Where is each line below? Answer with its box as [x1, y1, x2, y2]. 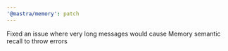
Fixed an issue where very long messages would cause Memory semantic [6, 29, 221, 38]
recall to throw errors [6, 36, 68, 45]
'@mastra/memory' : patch [6, 10, 80, 17]
